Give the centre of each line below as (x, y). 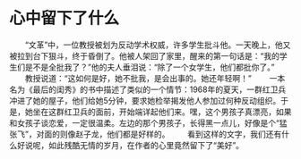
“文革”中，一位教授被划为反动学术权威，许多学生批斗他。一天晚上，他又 (158, 45)
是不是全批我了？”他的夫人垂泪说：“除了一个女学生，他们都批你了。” (150, 67)
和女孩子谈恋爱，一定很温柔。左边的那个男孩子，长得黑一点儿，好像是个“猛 (149, 122)
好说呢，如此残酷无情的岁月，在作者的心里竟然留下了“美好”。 (130, 145)
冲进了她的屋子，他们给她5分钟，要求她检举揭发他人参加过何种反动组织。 (145, 100)
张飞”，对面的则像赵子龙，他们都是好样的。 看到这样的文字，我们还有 (146, 134)
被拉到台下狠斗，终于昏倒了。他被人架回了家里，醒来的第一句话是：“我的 (145, 55)
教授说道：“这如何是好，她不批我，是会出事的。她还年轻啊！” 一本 (155, 78)
